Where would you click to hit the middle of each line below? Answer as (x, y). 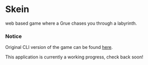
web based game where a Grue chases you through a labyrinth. (71, 23)
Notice (14, 36)
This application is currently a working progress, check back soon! (74, 57)
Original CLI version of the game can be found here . (59, 47)
